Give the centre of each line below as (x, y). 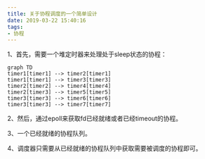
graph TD (20, 68)
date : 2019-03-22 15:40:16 (47, 20)
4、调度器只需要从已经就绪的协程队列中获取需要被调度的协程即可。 (105, 148)
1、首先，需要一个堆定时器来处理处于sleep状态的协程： (87, 54)
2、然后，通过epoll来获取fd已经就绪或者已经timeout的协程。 (95, 119)
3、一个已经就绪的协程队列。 (49, 134)
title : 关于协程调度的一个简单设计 (52, 14)
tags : (15, 27)
